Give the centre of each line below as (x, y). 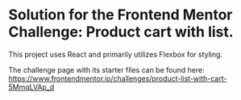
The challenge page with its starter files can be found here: (106, 69)
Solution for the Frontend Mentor (120, 15)
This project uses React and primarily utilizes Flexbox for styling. (116, 54)
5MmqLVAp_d (31, 87)
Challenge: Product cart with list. (121, 32)
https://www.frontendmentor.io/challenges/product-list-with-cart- (118, 78)
